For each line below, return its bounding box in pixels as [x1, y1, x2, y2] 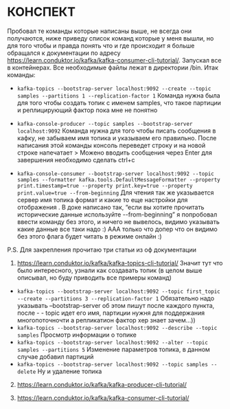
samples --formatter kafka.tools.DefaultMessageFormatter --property [16, 176, 221, 183]
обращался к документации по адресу [7, 49, 122, 57]
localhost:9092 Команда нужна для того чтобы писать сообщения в [16, 126, 216, 135]
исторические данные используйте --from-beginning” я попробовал [16, 210, 218, 219]
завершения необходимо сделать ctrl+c [16, 155, 135, 164]
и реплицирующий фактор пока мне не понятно [16, 106, 158, 114]
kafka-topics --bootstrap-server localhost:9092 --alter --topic [16, 339, 208, 346]
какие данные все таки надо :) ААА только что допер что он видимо [16, 225, 218, 233]
